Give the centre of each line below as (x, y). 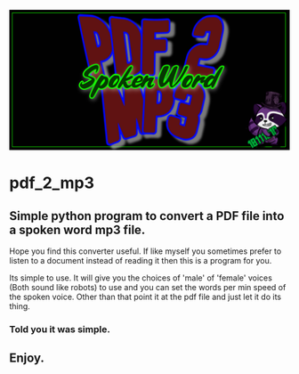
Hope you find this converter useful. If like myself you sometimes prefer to (145, 251)
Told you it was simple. (60, 329)
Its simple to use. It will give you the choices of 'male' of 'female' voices (141, 278)
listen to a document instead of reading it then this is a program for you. (141, 260)
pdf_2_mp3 (52, 183)
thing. (20, 306)
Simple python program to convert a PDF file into (147, 216)
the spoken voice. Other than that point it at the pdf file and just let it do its (145, 297)
